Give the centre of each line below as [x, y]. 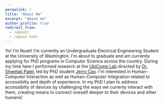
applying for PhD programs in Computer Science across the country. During [82, 61]
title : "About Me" [24, 14]
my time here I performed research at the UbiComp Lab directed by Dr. [76, 66]
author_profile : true [27, 23]
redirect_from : [21, 28]
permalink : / [18, 10]
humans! [14, 97]
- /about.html [24, 37]
